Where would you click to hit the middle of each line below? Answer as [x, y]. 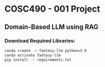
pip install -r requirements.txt [38, 60]
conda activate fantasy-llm [33, 55]
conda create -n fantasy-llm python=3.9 [46, 50]
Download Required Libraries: [40, 41]
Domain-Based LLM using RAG [52, 27]
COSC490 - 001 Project [52, 9]
